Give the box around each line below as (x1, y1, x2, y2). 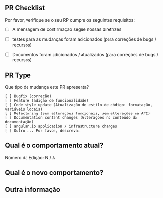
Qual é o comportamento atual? (5, 141, 104, 150)
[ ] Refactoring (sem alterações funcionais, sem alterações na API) (5, 111, 151, 116)
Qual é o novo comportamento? (5, 169, 104, 177)
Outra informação (5, 185, 60, 194)
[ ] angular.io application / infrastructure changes (5, 124, 118, 129)
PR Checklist (5, 4, 45, 12)
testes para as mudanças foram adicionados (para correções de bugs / (12, 36, 156, 42)
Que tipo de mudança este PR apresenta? (5, 84, 89, 90)
